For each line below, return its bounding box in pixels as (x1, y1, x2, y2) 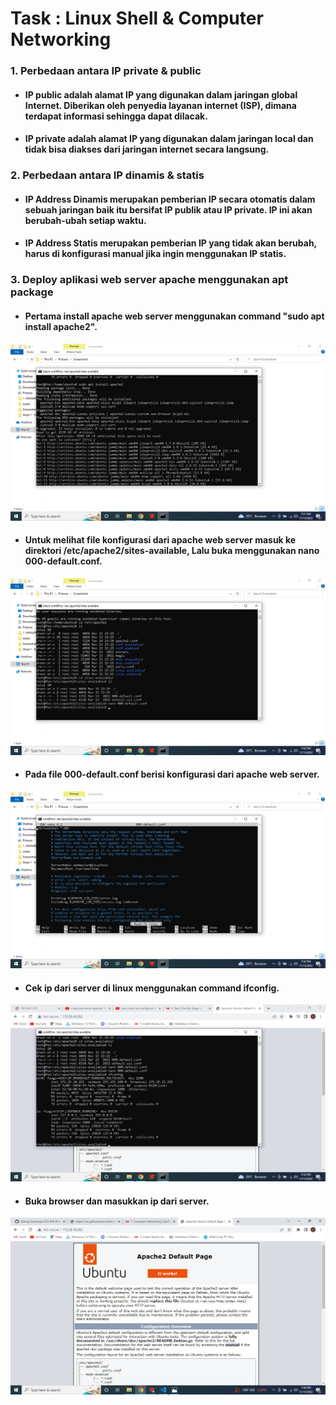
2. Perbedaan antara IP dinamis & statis (10, 168, 205, 182)
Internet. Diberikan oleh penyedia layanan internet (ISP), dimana (24, 99, 297, 111)
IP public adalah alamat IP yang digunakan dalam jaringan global (24, 88, 298, 101)
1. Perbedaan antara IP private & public (10, 64, 202, 78)
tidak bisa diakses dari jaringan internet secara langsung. (24, 143, 270, 156)
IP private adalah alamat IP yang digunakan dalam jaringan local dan (24, 133, 314, 145)
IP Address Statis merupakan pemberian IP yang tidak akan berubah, (24, 237, 317, 249)
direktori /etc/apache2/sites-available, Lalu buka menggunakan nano (24, 545, 320, 557)
